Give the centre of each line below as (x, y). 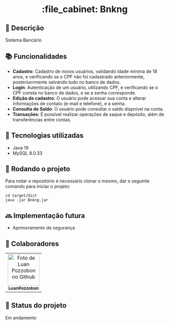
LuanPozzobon (24, 288)
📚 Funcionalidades (36, 57)
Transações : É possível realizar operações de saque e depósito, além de (88, 114)
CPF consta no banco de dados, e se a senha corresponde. (74, 92)
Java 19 (20, 148)
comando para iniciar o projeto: (38, 187)
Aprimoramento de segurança (44, 228)
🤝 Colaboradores (32, 244)
